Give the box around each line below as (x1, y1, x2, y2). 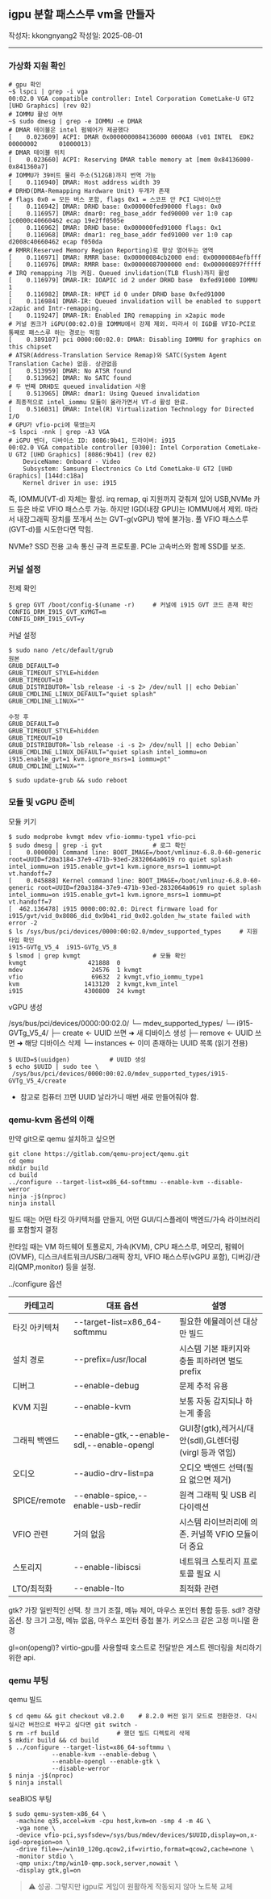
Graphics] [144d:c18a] (8, 472, 85, 480)
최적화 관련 (178, 1584, 219, 1594)
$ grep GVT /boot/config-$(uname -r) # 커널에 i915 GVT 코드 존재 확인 (8, 601, 254, 609)
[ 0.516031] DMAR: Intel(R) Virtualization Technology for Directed (8, 406, 254, 414)
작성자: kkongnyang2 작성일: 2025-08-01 (8, 31, 143, 40)
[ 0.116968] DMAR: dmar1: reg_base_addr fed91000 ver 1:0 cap (8, 231, 232, 240)
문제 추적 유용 (178, 1380, 228, 1392)
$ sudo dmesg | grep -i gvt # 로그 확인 (8, 841, 186, 849)
